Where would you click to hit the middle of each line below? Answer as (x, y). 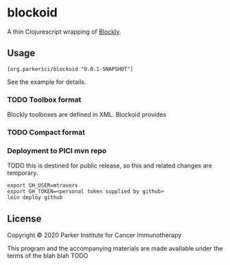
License (24, 219)
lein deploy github (35, 198)
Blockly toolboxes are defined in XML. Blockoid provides (87, 115)
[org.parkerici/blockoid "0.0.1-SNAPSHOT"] (70, 69)
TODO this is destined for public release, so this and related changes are (110, 165)
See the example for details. (47, 82)
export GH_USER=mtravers (43, 186)
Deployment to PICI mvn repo (57, 150)
